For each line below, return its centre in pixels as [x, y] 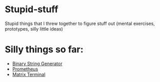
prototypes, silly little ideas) [34, 29]
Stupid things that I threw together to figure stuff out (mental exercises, [80, 23]
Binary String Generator [37, 63]
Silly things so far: [44, 50]
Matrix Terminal [29, 74]
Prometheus [25, 69]
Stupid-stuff [32, 9]
